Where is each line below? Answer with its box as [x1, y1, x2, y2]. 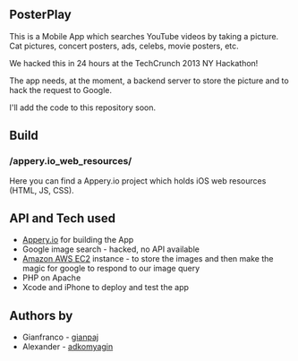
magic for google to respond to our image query [21, 263, 200, 274]
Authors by [9, 308, 73, 323]
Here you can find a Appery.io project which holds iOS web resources [9, 175, 267, 186]
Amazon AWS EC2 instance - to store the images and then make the [21, 254, 274, 264]
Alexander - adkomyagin [21, 341, 114, 352]
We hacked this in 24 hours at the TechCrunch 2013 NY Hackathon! [9, 57, 259, 68]
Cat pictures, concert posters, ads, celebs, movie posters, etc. [9, 40, 239, 51]
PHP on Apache [21, 272, 81, 283]
